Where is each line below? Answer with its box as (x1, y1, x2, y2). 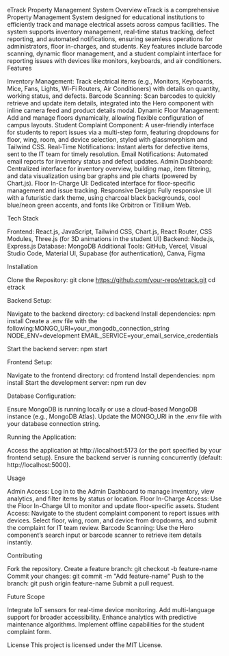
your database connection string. (7, 420, 100, 427)
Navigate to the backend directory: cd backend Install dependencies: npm (7, 310, 216, 318)
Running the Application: (7, 433, 77, 441)
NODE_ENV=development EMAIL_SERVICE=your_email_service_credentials (7, 331, 219, 340)
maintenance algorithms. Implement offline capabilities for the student (7, 620, 205, 629)
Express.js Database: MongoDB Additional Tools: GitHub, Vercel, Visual (7, 242, 208, 250)
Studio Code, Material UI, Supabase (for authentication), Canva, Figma (7, 249, 206, 257)
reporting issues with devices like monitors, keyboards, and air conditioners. (7, 57, 222, 64)
